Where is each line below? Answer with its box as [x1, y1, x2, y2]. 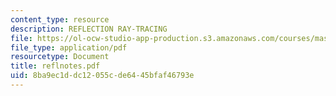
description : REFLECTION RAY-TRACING [10, 24, 168, 34]
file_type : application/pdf [10, 42, 128, 53]
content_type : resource [10, 14, 110, 25]
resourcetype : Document [10, 52, 110, 62]
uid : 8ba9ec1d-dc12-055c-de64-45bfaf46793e [10, 71, 195, 81]
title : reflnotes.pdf [10, 61, 101, 71]
